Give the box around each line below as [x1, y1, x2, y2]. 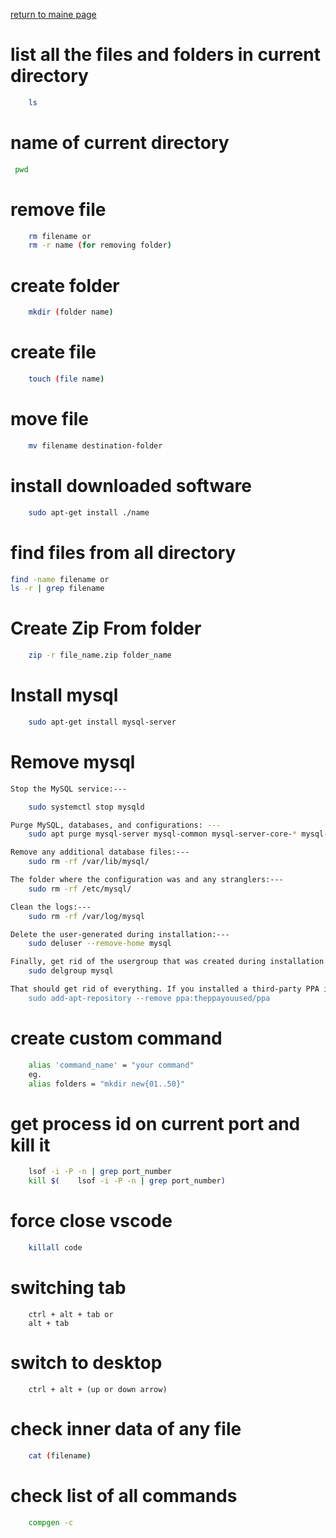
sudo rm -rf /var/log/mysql [28, 911, 145, 921]
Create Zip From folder [10, 617, 202, 640]
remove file [10, 198, 107, 221]
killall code [28, 1243, 83, 1253]
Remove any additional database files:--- [10, 847, 190, 858]
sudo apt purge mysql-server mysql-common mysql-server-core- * [28, 829, 298, 839]
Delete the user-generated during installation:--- [10, 929, 230, 939]
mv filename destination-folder [28, 440, 163, 451]
